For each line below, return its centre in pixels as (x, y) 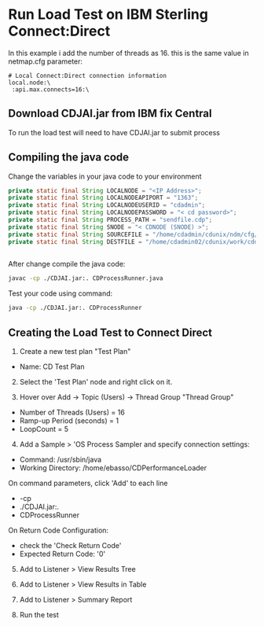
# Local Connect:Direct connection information (88, 75)
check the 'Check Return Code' (70, 545)
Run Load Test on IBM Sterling (108, 15)
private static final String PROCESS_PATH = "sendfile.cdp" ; (110, 220)
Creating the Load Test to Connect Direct (110, 332)
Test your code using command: (60, 293)
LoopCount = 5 (44, 429)
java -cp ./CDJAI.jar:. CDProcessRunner (75, 308)
